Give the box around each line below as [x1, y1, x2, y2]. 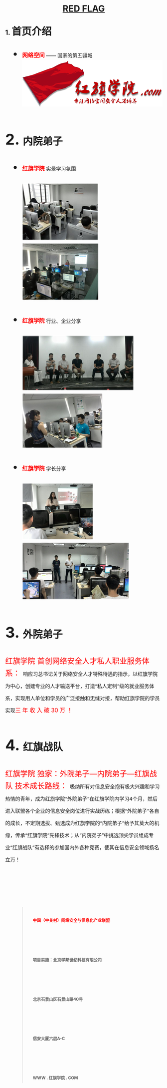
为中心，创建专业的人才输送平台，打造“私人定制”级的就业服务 [5, 683, 150, 690]
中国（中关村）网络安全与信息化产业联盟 [32, 917, 110, 923]
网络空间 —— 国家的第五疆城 [22, 51, 93, 59]
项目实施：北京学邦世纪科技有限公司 [32, 957, 102, 963]
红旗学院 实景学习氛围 [22, 165, 76, 172]
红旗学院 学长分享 [22, 465, 66, 472]
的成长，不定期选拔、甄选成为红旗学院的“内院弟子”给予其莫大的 [5, 820, 155, 827]
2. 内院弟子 [5, 130, 63, 149]
